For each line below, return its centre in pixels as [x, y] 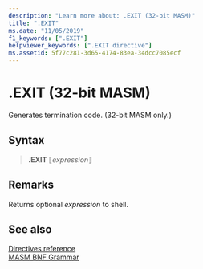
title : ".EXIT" [34, 23]
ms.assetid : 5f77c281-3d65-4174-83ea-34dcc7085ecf [95, 53]
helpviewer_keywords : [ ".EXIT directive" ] [80, 46]
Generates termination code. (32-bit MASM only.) [90, 115]
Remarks [31, 185]
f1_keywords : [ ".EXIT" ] [48, 38]
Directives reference [42, 249]
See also [30, 229]
